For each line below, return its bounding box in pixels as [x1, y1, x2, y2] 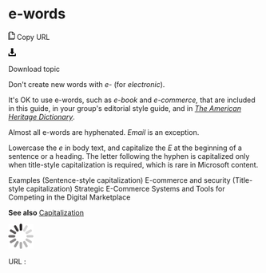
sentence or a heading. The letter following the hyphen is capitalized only [8, 151, 250, 160]
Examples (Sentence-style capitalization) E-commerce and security [8, 175, 231, 184]
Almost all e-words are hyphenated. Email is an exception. [8, 127, 200, 136]
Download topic [8, 64, 61, 73]
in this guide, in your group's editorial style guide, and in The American [8, 103, 242, 113]
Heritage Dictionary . [8, 112, 76, 121]
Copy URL [16, 32, 50, 42]
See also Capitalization [8, 208, 85, 217]
